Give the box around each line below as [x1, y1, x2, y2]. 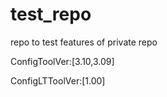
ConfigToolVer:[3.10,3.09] [10, 55, 115, 67]
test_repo [10, 3, 92, 26]
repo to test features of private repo [10, 36, 158, 48]
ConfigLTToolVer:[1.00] [10, 74, 106, 87]
